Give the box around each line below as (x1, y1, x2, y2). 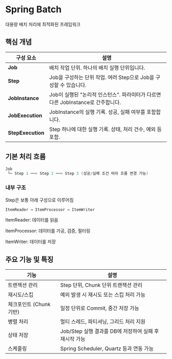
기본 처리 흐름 (5, 152, 46, 161)
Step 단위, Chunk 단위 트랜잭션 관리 (60, 282, 143, 289)
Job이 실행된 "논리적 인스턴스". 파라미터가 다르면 (49, 91, 161, 98)
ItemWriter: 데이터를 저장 (5, 238, 56, 245)
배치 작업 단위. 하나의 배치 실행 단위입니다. (49, 64, 145, 71)
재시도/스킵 (8, 291, 34, 298)
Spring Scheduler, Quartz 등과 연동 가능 (60, 345, 154, 352)
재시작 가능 (60, 335, 85, 343)
